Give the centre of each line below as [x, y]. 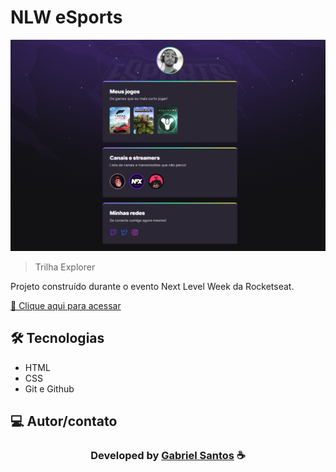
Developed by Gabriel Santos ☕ [168, 456]
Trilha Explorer [65, 267]
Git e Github [49, 388]
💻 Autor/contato [64, 421]
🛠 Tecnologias [57, 338]
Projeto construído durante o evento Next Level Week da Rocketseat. [152, 287]
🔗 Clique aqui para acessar [66, 306]
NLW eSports [66, 17]
